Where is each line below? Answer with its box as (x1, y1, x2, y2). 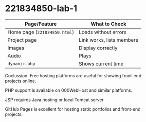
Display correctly (78, 44, 118, 51)
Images (7, 44, 24, 51)
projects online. (5, 78, 36, 84)
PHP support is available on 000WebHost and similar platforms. (5, 87, 132, 93)
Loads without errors (78, 29, 127, 35)
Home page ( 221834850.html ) (7, 29, 74, 35)
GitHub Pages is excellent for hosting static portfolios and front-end (5, 106, 141, 112)
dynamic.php (7, 61, 36, 66)
